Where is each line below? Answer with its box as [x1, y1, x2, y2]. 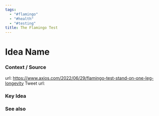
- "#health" [9, 16, 34, 21]
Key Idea [5, 93, 26, 99]
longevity [5, 80, 24, 86]
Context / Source [5, 64, 46, 71]
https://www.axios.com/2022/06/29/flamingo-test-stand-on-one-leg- [13, 75, 154, 81]
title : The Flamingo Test [5, 25, 58, 30]
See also [5, 106, 26, 113]
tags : [5, 7, 16, 12]
